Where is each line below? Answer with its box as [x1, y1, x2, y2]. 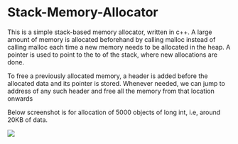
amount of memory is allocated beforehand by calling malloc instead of [7, 35, 216, 43]
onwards [7, 94, 33, 103]
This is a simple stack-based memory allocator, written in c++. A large [7, 28, 212, 36]
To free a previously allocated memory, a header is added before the [7, 72, 208, 80]
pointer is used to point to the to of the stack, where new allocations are [7, 50, 218, 59]
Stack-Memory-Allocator [7, 4, 158, 21]
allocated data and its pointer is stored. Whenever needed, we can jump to [7, 79, 225, 87]
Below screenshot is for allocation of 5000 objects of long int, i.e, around [7, 108, 221, 116]
